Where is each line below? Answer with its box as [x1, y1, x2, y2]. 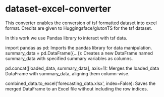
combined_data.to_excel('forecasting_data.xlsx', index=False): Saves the [5, 80, 156, 86]
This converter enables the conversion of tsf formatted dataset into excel [5, 20, 157, 26]
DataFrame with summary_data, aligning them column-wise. [5, 70, 130, 76]
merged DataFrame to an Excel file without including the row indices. [5, 85, 148, 91]
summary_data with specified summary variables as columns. [5, 55, 133, 61]
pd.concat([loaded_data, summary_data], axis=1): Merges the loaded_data [5, 65, 159, 71]
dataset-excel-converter [5, 3, 112, 15]
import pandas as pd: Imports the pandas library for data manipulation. [5, 44, 152, 51]
